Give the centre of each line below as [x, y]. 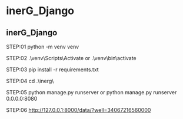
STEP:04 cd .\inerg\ [30, 81]
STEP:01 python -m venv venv [43, 47]
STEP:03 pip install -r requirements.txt [52, 70]
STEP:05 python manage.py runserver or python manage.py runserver [91, 92]
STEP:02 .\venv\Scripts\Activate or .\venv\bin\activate [71, 58]
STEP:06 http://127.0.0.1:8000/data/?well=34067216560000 [79, 110]
